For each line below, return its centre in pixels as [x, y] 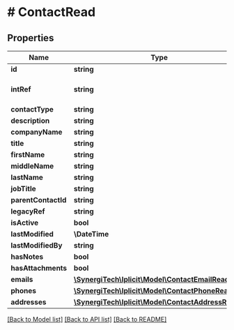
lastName [27, 177]
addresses [29, 302]
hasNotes [27, 257]
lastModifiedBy [37, 245]
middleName [32, 166]
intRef [21, 89]
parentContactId [39, 200]
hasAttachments [39, 268]
